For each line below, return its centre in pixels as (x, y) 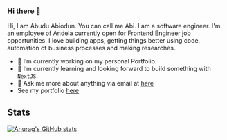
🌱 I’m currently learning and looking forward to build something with (114, 69)
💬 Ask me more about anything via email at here (85, 83)
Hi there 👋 (24, 11)
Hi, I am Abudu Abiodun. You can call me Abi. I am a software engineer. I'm (114, 26)
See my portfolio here (48, 91)
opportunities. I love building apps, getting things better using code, (104, 41)
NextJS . (27, 76)
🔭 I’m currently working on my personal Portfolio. (87, 61)
